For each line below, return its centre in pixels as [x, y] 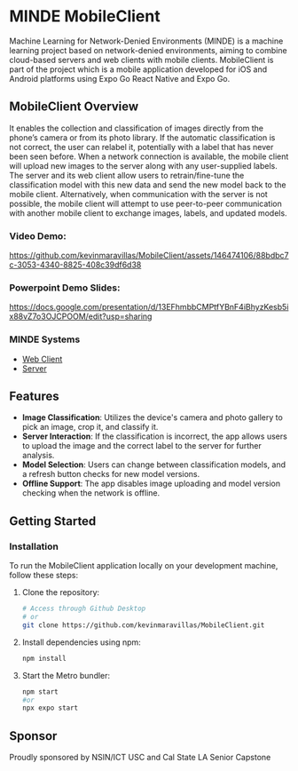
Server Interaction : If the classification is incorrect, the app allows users [155, 436]
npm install [44, 658]
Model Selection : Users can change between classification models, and [154, 465]
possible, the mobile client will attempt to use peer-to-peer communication [145, 203]
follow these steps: [43, 576]
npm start [40, 692]
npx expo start [50, 708]
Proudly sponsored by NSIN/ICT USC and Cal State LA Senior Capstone [140, 758]
